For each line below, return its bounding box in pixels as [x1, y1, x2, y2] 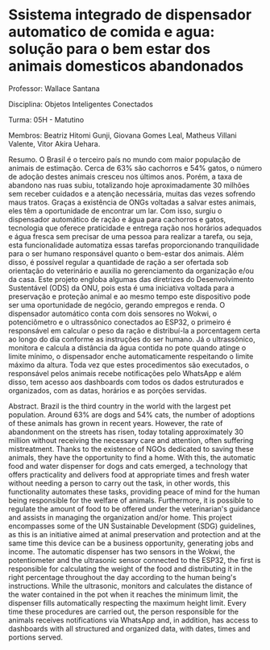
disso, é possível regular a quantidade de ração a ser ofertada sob [8, 257, 229, 267]
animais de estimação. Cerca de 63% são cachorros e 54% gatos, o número [8, 163, 263, 172]
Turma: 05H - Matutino [8, 114, 85, 124]
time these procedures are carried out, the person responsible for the [8, 607, 239, 616]
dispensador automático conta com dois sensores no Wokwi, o [8, 308, 218, 318]
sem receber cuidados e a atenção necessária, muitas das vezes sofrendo [8, 188, 255, 198]
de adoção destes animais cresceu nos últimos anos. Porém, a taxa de [8, 172, 243, 181]
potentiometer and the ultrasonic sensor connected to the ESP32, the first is [8, 555, 261, 565]
